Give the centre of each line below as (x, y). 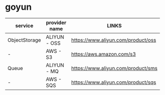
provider (56, 23)
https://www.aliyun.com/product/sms (114, 68)
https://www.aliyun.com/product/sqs (113, 82)
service (24, 25)
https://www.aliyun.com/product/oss (113, 40)
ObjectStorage (24, 40)
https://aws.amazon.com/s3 (103, 54)
